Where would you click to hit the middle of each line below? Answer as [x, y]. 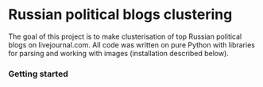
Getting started [39, 74]
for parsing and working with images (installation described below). [118, 53]
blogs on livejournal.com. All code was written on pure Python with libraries [132, 44]
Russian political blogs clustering [120, 15]
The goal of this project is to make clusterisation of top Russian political [125, 36]
